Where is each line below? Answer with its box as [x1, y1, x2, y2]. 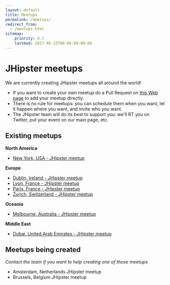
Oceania [5, 201, 24, 207]
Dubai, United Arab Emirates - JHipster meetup [12, 230, 112, 236]
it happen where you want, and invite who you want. [12, 106, 123, 112]
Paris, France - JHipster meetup [12, 185, 80, 192]
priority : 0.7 [14, 36, 44, 41]
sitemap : [5, 31, 24, 36]
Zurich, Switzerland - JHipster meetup [12, 191, 93, 197]
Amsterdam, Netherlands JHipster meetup [12, 269, 102, 275]
